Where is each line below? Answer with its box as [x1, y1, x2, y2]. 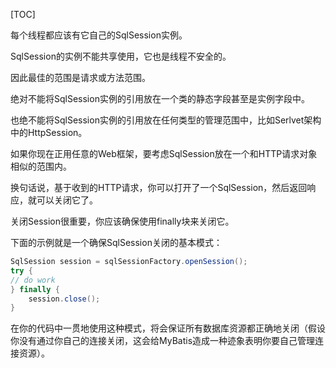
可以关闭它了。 [36, 194, 98, 206]
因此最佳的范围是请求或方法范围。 [10, 72, 151, 83]
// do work [10, 275, 56, 285]
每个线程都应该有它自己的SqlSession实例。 [10, 29, 188, 41]
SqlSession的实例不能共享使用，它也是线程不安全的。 [10, 50, 232, 62]
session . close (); [28, 294, 101, 304]
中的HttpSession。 [10, 127, 88, 138]
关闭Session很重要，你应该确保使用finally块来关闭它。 [10, 215, 235, 227]
